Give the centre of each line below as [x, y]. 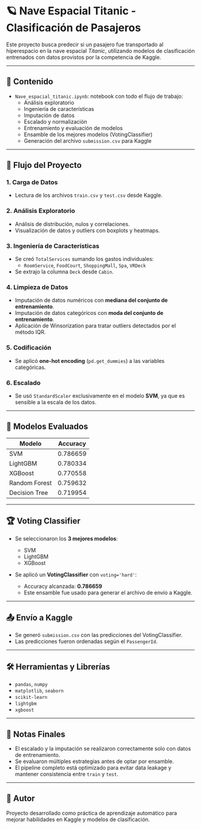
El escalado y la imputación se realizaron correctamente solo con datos [103, 748]
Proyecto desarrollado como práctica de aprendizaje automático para [92, 813]
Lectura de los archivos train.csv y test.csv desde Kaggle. [89, 196]
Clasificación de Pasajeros [74, 28]
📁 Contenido [30, 82]
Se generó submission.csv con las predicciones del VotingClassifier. [99, 635]
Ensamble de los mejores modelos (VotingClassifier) [88, 134]
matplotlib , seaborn [39, 690]
